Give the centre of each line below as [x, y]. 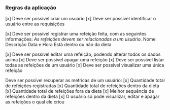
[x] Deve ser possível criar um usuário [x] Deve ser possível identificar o [81, 19]
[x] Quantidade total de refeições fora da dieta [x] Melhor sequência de [80, 91]
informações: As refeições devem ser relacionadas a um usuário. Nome [80, 39]
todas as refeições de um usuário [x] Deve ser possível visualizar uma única [85, 65]
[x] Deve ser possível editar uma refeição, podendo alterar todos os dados [83, 54]
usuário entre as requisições [35, 24]
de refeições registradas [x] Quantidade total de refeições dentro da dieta [82, 86]
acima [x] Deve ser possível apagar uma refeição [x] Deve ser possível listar [85, 60]
